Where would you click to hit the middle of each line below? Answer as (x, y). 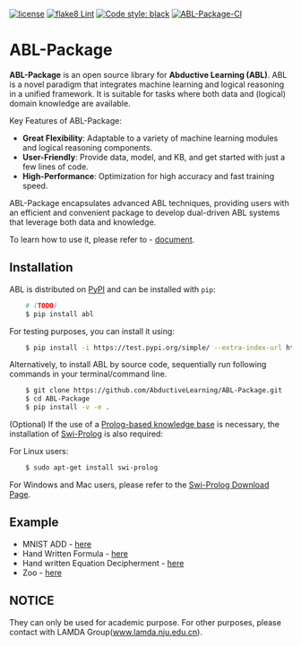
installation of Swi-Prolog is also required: (86, 434)
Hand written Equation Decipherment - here (103, 563)
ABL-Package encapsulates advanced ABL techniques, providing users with (149, 202)
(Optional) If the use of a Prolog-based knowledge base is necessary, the (145, 424)
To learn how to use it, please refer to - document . (102, 239)
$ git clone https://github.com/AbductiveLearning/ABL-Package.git (154, 391)
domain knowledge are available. (70, 103)
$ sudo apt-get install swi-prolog (92, 468)
